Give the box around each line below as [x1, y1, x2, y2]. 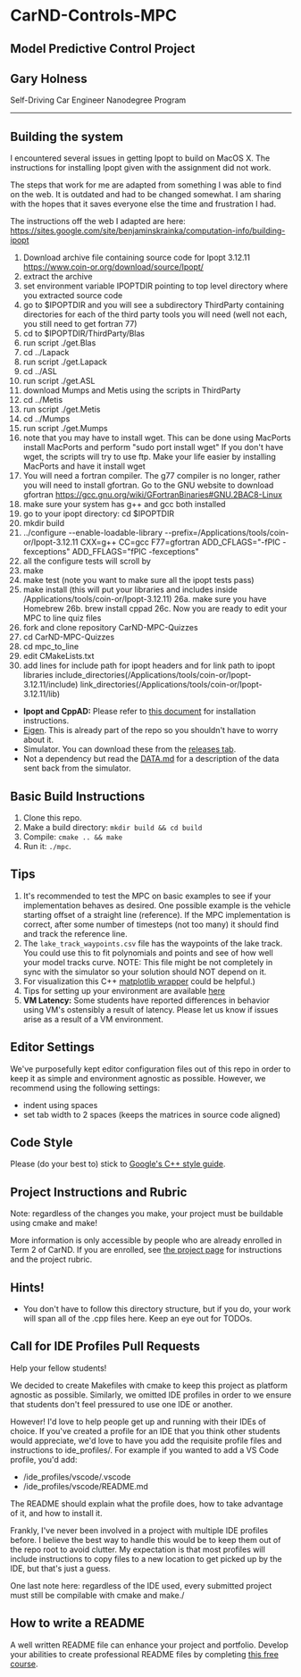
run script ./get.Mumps [22, 423, 108, 434]
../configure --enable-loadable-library [22, 528, 163, 538]
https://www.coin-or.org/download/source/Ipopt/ [22, 262, 205, 272]
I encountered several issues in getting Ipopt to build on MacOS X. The [10, 153, 271, 163]
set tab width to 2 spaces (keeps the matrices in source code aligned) [22, 1109, 280, 1120]
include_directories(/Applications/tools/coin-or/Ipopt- [54, 670, 252, 680]
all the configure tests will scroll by [22, 555, 151, 567]
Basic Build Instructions [10, 788, 146, 804]
